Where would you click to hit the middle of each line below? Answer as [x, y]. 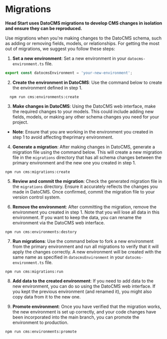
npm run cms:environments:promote [41, 331]
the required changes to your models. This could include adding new [83, 111]
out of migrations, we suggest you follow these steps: [60, 48]
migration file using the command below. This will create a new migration [87, 152]
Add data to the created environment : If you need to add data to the [83, 280]
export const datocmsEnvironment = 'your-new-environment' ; [69, 73]
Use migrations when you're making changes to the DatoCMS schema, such [83, 38]
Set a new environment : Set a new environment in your [69, 58]
